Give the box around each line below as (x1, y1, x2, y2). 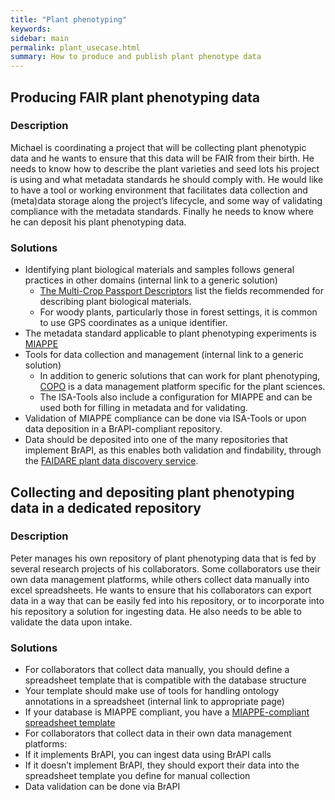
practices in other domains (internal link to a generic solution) (24, 274, 278, 286)
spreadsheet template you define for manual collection (24, 770, 251, 782)
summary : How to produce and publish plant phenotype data (10, 52, 262, 62)
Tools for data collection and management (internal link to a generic (24, 349, 304, 361)
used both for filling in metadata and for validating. (39, 402, 248, 414)
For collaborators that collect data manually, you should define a (24, 664, 290, 676)
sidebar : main (10, 33, 70, 43)
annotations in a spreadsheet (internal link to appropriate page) (24, 696, 285, 708)
